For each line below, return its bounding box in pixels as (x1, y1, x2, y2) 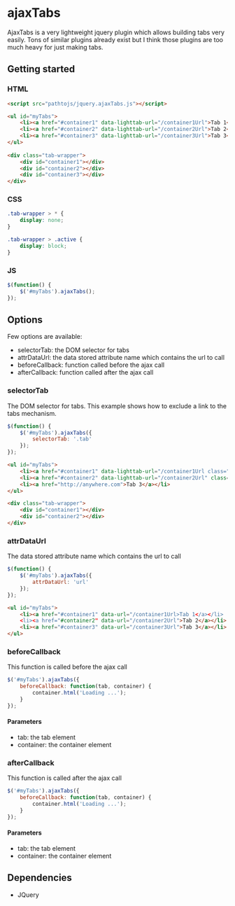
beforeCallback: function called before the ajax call (17, 361, 165, 369)
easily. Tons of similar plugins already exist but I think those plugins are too (7, 35, 224, 43)
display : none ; (20, 217, 64, 224)
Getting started (7, 63, 76, 75)
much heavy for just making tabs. (7, 43, 104, 51)
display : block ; (20, 242, 68, 249)
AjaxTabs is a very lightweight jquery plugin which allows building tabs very (7, 28, 225, 36)
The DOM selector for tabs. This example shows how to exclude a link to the (7, 401, 227, 410)
